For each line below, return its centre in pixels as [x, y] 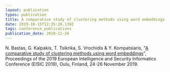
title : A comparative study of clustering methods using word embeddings [85, 19]
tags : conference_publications [38, 29]
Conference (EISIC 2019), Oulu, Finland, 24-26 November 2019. [72, 64]
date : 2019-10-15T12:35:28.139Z [39, 24]
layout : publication [27, 10]
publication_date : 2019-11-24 [37, 33]
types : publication [26, 15]
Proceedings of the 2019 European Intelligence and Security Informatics [81, 59]
